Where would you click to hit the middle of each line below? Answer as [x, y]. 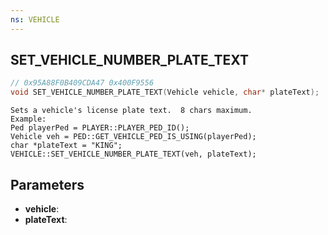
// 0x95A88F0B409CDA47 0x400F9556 [82, 83]
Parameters [47, 184]
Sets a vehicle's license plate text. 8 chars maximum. [131, 111]
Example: [28, 119]
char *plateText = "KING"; [66, 146]
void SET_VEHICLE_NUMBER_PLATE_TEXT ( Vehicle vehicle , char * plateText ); [165, 92]
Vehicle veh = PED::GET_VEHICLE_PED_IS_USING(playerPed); [133, 137]
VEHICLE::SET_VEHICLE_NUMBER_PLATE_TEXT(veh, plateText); [133, 154]
